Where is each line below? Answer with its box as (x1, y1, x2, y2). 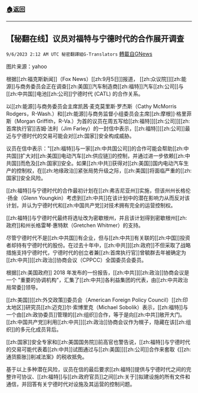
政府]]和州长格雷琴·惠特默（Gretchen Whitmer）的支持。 (6, 222, 144, 229)
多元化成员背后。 (20, 326, 62, 333)
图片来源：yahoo (6, 63, 47, 70)
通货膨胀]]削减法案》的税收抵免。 (6, 353, 88, 360)
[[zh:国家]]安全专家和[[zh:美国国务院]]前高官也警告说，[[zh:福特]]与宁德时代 (6, 339, 190, 346)
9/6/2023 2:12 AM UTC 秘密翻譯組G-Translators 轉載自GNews (6, 50, 153, 57)
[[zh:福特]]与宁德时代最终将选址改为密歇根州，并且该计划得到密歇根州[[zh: (6, 215, 187, 222)
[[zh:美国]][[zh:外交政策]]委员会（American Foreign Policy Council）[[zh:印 (6, 297, 189, 304)
